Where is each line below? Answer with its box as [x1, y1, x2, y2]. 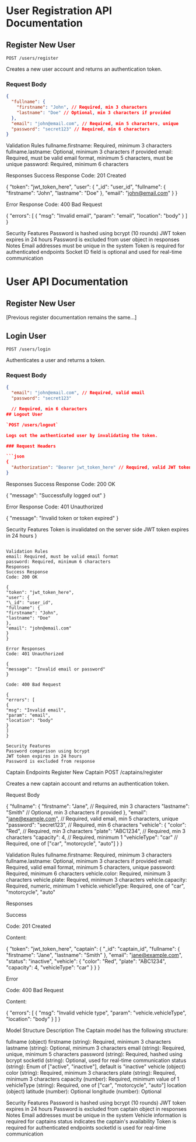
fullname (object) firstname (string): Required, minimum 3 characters [6, 1038, 171, 1045]
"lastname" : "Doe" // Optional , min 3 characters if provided [16, 109, 171, 115]
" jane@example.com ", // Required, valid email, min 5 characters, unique [6, 815, 179, 822]
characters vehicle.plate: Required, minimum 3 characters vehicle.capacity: [6, 876, 187, 883]
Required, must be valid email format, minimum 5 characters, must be [6, 154, 173, 161]
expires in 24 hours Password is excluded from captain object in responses [6, 1105, 187, 1112]
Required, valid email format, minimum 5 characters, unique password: [6, 864, 176, 871]
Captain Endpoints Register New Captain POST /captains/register [6, 768, 163, 776]
